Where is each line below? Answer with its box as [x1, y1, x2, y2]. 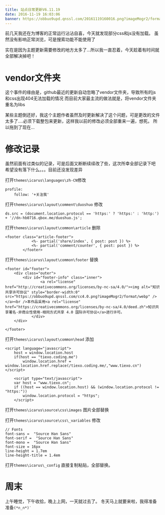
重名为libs [5, 102, 26, 108]
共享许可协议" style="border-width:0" [5, 290, 80, 295]
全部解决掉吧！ [5, 53, 35, 59]
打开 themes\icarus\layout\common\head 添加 [5, 336, 94, 342]
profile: [5, 187, 23, 192]
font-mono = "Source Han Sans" [5, 440, 71, 445]
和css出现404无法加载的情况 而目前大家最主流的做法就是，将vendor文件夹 [5, 95, 156, 101]
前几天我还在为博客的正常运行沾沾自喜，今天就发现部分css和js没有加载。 [5, 30, 153, 36]
